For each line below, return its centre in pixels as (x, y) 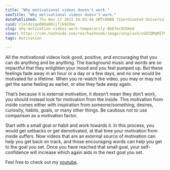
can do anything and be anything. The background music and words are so (83, 62)
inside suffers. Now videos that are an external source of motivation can (80, 136)
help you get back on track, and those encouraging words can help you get (83, 141)
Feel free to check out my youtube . (42, 162)
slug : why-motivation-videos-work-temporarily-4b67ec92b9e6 (70, 29)
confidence (17, 152)
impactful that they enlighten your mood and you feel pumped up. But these (84, 68)
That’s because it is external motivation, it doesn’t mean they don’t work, (81, 94)
